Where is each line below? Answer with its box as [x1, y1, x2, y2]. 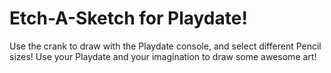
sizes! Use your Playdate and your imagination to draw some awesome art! [9, 50, 317, 62]
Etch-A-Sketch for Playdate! [9, 7, 248, 30]
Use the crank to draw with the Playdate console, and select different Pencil [9, 40, 322, 52]
